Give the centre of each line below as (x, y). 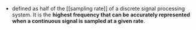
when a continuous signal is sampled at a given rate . (78, 21)
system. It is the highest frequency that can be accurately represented (101, 15)
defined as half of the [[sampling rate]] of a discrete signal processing (98, 9)
